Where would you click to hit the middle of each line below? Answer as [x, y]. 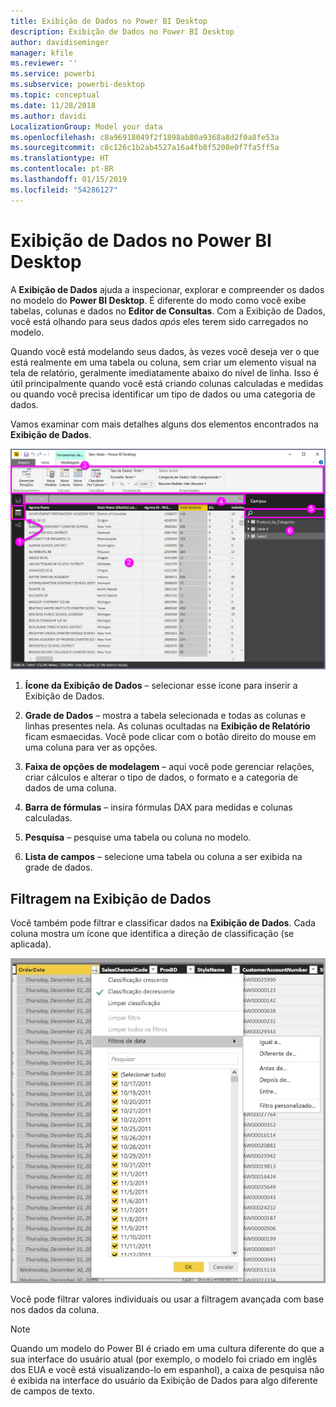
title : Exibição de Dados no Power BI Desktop [109, 21]
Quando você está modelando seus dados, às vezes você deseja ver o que [165, 351]
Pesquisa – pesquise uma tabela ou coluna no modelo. [138, 837]
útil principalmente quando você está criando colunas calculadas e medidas [167, 383]
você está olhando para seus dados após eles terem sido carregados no [159, 321]
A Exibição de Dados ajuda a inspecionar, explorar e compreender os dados [167, 289]
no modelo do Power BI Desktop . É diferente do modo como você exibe [158, 300]
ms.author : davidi [48, 116]
